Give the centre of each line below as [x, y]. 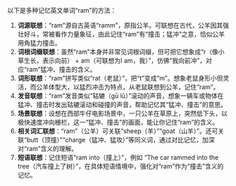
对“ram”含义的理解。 [48, 149]
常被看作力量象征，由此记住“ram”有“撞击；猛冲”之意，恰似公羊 [133, 34]
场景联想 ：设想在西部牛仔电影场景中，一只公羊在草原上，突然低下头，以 [122, 113]
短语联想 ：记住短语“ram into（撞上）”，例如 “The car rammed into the [118, 157]
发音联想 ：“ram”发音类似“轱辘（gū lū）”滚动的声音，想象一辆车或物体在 [120, 96]
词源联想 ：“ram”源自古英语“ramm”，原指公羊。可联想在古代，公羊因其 [120, 25]
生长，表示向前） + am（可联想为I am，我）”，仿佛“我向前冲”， [115, 61]
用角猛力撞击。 [39, 43]
